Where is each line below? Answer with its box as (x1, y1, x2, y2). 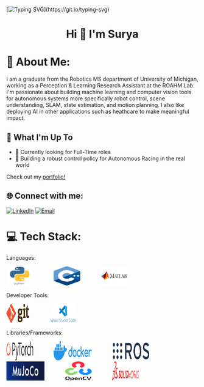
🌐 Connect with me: (6, 191, 83, 201)
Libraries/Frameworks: (6, 329, 63, 336)
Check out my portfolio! (6, 173, 66, 180)
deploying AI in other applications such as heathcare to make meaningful (6, 108, 189, 116)
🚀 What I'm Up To (6, 132, 73, 142)
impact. (6, 114, 26, 122)
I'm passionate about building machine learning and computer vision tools (6, 89, 192, 96)
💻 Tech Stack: (6, 229, 82, 243)
